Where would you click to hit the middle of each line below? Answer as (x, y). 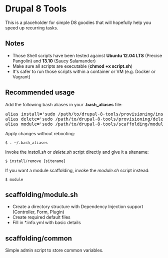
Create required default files (41, 217)
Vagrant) (21, 77)
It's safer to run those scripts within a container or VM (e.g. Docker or (84, 71)
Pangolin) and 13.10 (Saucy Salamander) (54, 61)
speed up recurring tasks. (32, 27)
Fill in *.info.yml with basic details (46, 223)
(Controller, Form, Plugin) (38, 212)
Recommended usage (40, 93)
